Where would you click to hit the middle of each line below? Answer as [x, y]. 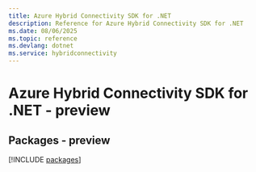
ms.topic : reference [43, 38]
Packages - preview [59, 140]
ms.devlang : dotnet [41, 46]
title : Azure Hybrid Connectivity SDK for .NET [90, 16]
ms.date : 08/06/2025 [43, 31]
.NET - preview [59, 111]
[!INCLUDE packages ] [45, 159]
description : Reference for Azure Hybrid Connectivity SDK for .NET [126, 23]
